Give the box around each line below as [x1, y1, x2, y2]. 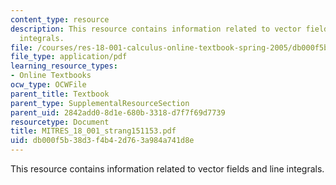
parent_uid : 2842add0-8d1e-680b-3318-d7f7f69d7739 [10, 107, 226, 118]
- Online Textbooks [10, 71, 92, 81]
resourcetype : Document [10, 117, 110, 127]
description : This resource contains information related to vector [10, 24, 302, 34]
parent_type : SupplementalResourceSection [10, 98, 190, 108]
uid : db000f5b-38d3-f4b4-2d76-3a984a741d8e [10, 136, 195, 146]
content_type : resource [10, 14, 110, 25]
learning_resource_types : [10, 61, 118, 71]
